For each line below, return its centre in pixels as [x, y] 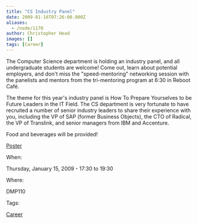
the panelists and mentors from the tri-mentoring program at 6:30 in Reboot [98, 80]
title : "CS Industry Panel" [41, 12]
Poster [14, 146]
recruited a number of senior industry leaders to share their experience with [98, 110]
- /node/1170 [27, 28]
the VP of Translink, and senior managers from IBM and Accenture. [88, 123]
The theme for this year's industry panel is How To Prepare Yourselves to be [99, 97]
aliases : [17, 22]
